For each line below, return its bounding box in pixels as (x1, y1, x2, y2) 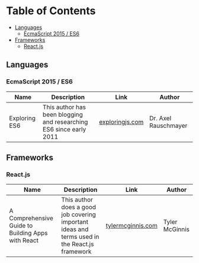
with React (9, 236, 38, 245)
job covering (61, 210, 97, 219)
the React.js (61, 240, 94, 248)
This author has (42, 102, 86, 111)
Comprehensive (9, 214, 53, 223)
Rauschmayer (149, 121, 188, 130)
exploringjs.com (99, 117, 144, 126)
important (61, 218, 89, 226)
